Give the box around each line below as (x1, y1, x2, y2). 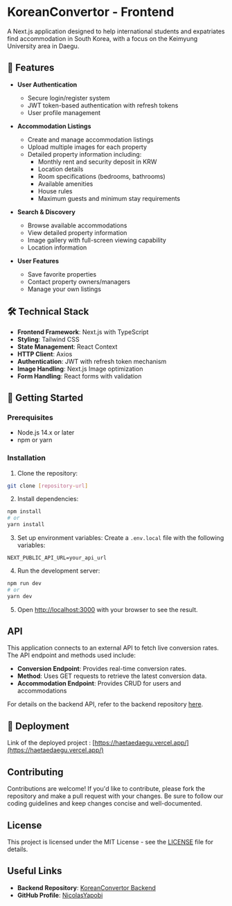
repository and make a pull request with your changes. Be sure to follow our (7, 792, 224, 801)
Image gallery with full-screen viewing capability (27, 236, 166, 244)
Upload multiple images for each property (27, 143, 148, 151)
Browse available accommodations (27, 221, 127, 229)
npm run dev (7, 580, 42, 587)
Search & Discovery (17, 207, 76, 216)
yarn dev (7, 593, 33, 600)
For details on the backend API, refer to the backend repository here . (7, 700, 204, 708)
